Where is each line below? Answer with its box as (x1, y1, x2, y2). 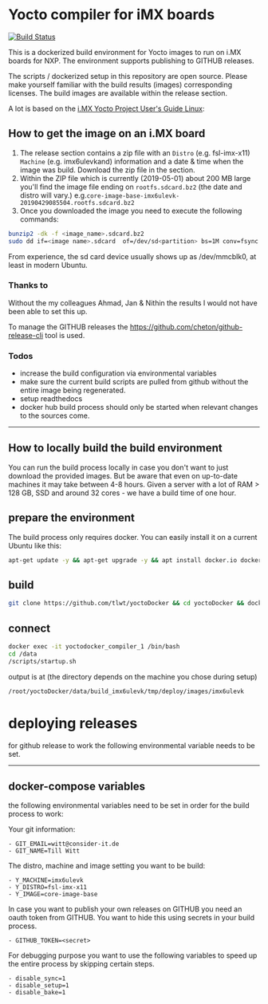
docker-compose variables (8, 779, 146, 793)
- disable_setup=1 (8, 982, 69, 990)
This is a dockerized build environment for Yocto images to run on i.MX (8, 47, 242, 57)
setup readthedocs (19, 394, 83, 404)
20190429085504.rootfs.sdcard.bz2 (19, 199, 135, 207)
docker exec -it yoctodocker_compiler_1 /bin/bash (8, 643, 180, 651)
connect (8, 621, 50, 635)
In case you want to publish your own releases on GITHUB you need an (8, 904, 242, 914)
